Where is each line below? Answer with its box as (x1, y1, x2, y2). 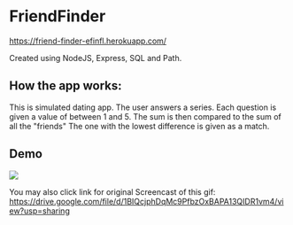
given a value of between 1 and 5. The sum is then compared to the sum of (9, 111, 281, 121)
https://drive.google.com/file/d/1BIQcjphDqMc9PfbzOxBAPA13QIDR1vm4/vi (9, 196, 284, 206)
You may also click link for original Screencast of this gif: (9, 186, 216, 197)
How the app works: (9, 78, 122, 94)
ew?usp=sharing (9, 206, 71, 216)
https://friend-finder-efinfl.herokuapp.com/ (9, 35, 166, 46)
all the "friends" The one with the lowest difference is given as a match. (9, 120, 270, 131)
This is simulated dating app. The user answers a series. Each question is (9, 102, 277, 112)
